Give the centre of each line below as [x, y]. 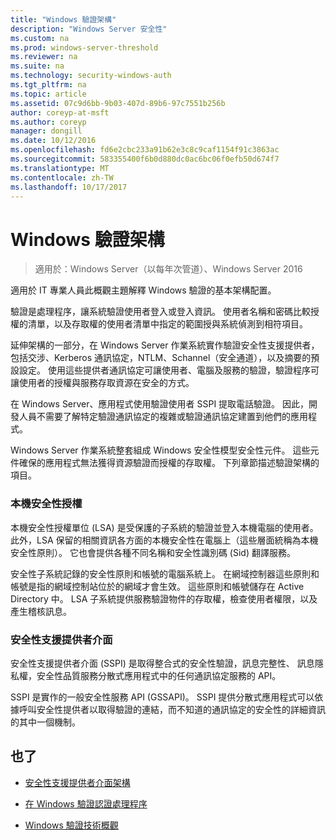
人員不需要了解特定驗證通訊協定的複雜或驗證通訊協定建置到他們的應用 [163, 417]
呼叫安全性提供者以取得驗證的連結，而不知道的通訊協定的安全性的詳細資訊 [172, 709]
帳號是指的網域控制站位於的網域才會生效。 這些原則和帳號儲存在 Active [157, 586]
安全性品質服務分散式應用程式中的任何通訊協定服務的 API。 [159, 675]
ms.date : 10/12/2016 [53, 141]
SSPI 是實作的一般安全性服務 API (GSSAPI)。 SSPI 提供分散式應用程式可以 [162, 697]
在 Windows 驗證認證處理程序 [86, 803]
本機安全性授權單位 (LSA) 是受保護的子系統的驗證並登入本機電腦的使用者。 [164, 527]
